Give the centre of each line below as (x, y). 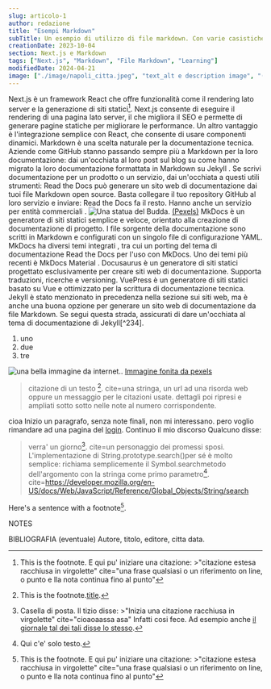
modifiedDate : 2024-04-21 (52, 69)
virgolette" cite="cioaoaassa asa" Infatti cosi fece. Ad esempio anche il (138, 619)
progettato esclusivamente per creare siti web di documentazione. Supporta (135, 272)
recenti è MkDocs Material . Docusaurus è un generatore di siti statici (123, 263)
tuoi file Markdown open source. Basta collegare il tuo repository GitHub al (132, 194)
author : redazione (39, 23)
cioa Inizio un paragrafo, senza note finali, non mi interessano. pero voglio (131, 421)
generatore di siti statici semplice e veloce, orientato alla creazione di (123, 220)
